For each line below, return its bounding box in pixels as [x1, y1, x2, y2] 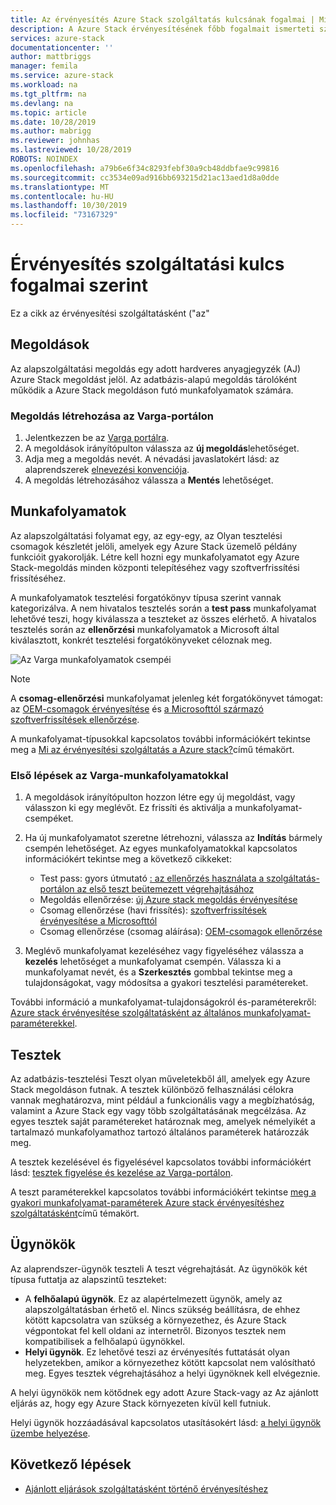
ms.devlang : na [10, 98, 74, 108]
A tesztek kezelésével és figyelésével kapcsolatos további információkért [10, 1156, 312, 1168]
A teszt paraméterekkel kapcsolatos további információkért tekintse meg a [10, 1186, 317, 1198]
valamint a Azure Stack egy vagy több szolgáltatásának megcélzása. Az [10, 1104, 307, 1116]
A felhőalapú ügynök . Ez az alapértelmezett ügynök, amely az [24, 1292, 283, 1305]
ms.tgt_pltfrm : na [10, 89, 87, 99]
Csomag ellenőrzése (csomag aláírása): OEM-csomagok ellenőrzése [39, 926, 323, 938]
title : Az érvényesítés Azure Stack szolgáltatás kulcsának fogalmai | [10, 14, 315, 25]
